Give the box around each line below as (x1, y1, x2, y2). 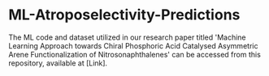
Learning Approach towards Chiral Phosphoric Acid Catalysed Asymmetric (8, 40, 258, 50)
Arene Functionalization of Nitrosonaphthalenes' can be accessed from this (8, 49, 262, 59)
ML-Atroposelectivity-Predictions (8, 6, 241, 24)
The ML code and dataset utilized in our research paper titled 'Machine (8, 32, 246, 42)
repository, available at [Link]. (8, 58, 108, 68)
